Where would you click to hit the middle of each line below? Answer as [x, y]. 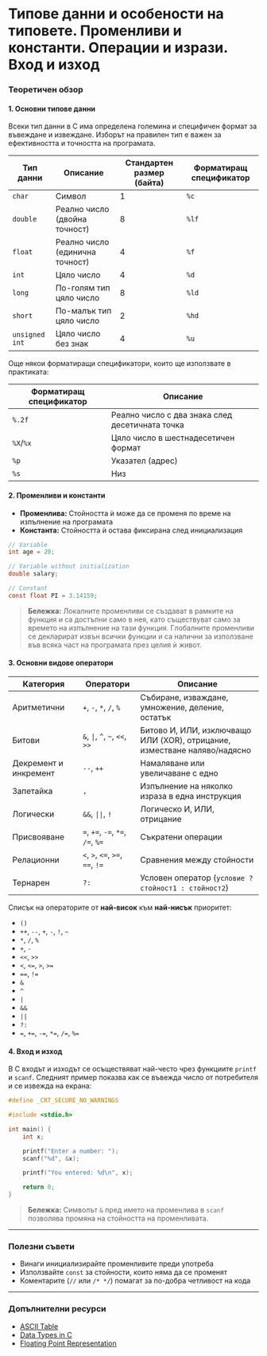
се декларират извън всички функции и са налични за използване [140, 636]
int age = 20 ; [32, 552]
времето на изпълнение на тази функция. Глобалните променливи [141, 627]
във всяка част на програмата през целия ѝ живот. [115, 645]
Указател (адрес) [144, 461]
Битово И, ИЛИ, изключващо [196, 730]
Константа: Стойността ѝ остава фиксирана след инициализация [131, 530]
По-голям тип [83, 288]
